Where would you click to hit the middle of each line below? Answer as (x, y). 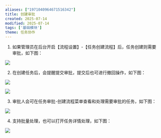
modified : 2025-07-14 (27, 23)
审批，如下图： (27, 53)
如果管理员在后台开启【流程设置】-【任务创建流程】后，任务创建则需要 (84, 47)
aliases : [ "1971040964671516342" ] (40, 10)
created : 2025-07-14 (26, 19)
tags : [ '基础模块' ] (24, 28)
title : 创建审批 (20, 14)
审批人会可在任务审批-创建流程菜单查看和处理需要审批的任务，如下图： (84, 101)
